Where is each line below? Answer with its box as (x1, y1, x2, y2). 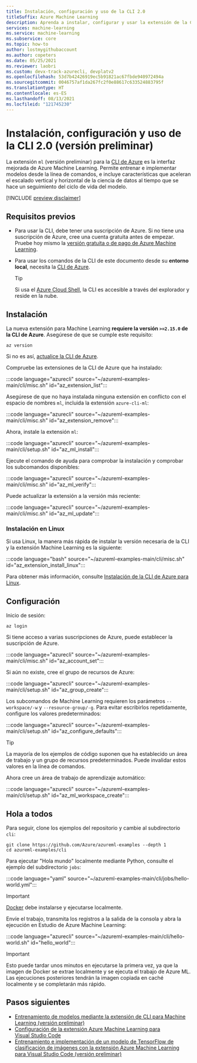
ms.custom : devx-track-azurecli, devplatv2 (6, 69, 114, 74)
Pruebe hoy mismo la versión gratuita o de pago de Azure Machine (14, 240, 176, 247)
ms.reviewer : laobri (6, 63, 57, 69)
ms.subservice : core (6, 36, 57, 42)
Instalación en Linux (6, 524, 64, 532)
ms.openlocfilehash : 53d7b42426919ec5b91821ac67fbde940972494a (6, 74, 164, 80)
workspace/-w (6, 705, 38, 711)
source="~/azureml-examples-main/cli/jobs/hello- (67, 875, 189, 882)
